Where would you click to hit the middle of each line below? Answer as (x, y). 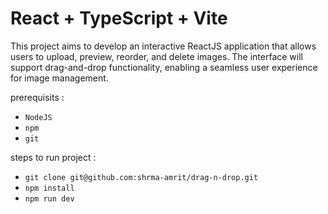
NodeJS (38, 117)
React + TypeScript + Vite (119, 18)
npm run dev (49, 198)
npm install (49, 188)
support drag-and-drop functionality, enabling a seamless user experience (164, 67)
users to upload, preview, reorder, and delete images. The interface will (156, 56)
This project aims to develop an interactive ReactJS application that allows (163, 46)
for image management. (59, 78)
